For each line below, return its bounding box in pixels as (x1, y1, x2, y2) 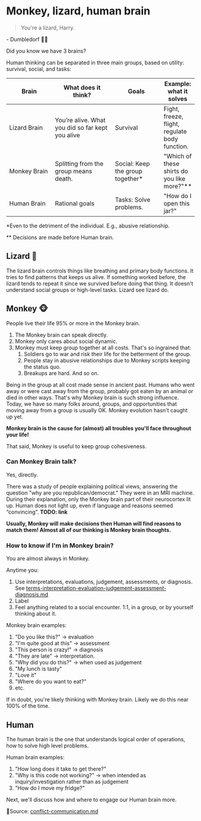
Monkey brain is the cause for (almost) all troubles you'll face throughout (6, 424, 191, 432)
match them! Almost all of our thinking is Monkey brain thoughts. (6, 526, 172, 534)
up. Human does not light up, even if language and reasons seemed (6, 502, 173, 509)
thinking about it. (14, 610, 57, 618)
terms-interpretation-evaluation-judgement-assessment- (26, 585, 166, 592)
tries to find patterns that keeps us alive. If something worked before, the (6, 273, 186, 280)
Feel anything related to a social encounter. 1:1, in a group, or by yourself (14, 604, 194, 611)
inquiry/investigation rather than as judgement (14, 778, 129, 785)
